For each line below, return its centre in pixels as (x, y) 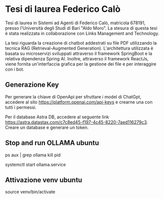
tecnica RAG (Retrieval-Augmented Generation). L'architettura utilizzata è (79, 48)
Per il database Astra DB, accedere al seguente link (57, 117)
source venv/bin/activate (30, 192)
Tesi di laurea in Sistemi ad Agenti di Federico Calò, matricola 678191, (75, 23)
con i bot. (15, 69)
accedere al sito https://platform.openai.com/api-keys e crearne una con (79, 102)
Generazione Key (32, 85)
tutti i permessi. (21, 107)
